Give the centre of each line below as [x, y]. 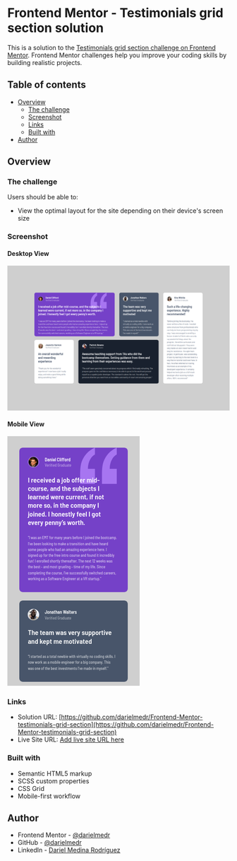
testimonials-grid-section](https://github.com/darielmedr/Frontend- [115, 725]
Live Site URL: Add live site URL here [71, 739]
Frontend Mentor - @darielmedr [64, 835]
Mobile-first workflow [49, 796]
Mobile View [26, 424]
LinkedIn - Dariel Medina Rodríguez [69, 850]
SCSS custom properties [53, 781]
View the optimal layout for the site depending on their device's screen [120, 211]
